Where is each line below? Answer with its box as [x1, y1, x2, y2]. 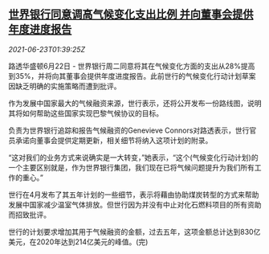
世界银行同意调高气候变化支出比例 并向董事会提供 [8, 7, 254, 22]
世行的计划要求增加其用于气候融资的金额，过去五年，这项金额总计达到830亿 [8, 227, 261, 236]
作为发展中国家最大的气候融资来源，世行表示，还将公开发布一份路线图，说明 [8, 98, 262, 108]
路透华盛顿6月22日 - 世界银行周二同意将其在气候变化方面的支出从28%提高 [8, 61, 255, 71]
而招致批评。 [8, 210, 51, 219]
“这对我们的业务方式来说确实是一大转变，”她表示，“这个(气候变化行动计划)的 [8, 152, 259, 162]
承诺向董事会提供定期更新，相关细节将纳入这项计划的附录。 [14, 135, 213, 145]
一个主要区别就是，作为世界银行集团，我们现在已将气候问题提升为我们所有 [8, 162, 255, 172]
